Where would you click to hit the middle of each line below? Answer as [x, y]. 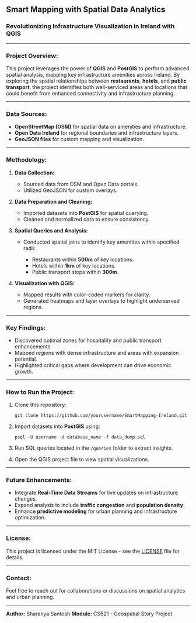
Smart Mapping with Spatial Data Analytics [86, 10]
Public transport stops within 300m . [75, 272]
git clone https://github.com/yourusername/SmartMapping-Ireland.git [101, 416]
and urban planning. [30, 597]
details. [15, 557]
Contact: [19, 578]
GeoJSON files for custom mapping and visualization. [79, 139]
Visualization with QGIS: [45, 283]
